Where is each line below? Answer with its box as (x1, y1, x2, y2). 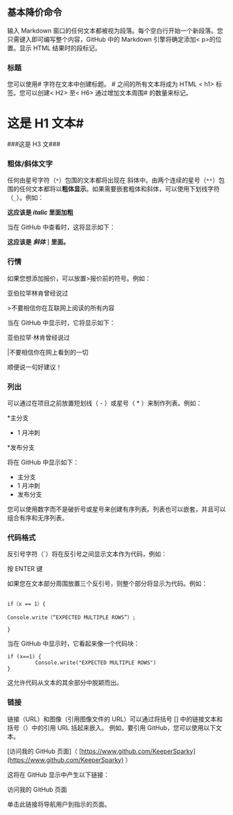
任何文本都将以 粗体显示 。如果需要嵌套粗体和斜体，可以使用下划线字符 (19, 185, 220, 193)
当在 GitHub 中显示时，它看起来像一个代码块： (7, 639, 140, 648)
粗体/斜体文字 (7, 159, 53, 168)
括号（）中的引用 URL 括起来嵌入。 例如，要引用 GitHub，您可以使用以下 (7, 723, 216, 732)
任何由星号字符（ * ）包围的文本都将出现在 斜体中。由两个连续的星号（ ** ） (7, 176, 219, 184)
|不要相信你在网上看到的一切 (7, 348, 89, 356)
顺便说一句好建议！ (7, 362, 62, 371)
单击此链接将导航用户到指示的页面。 (7, 800, 111, 808)
